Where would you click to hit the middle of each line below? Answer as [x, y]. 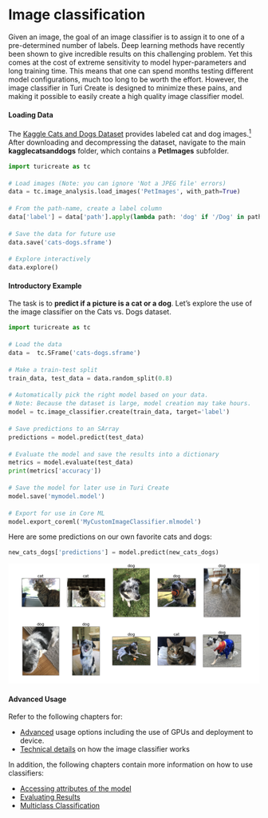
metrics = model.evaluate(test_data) [71, 463]
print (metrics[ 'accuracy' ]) [55, 471]
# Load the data [35, 345]
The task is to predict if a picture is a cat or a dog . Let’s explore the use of [130, 303]
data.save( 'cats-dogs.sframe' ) [60, 242]
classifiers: [26, 773]
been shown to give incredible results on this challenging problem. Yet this [130, 54]
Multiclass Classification [60, 806]
